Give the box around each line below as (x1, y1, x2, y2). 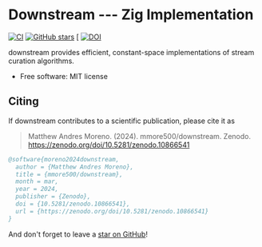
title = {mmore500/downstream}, (15, 170, 124, 178)
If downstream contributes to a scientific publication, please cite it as (8, 116, 236, 125)
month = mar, (15, 177, 59, 185)
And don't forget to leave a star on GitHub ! (8, 229, 148, 239)
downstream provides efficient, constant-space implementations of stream (8, 47, 255, 57)
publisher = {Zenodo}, (15, 193, 91, 201)
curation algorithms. (8, 56, 74, 66)
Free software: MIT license (19, 71, 108, 81)
